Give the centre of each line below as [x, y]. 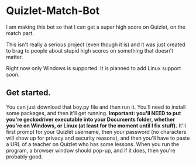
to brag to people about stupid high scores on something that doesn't [90, 50]
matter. [15, 57]
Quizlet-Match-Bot [53, 11]
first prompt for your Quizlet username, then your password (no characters [96, 132]
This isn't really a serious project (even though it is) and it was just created [96, 44]
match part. [20, 33]
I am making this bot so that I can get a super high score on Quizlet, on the [96, 27]
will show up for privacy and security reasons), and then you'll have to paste [98, 138]
